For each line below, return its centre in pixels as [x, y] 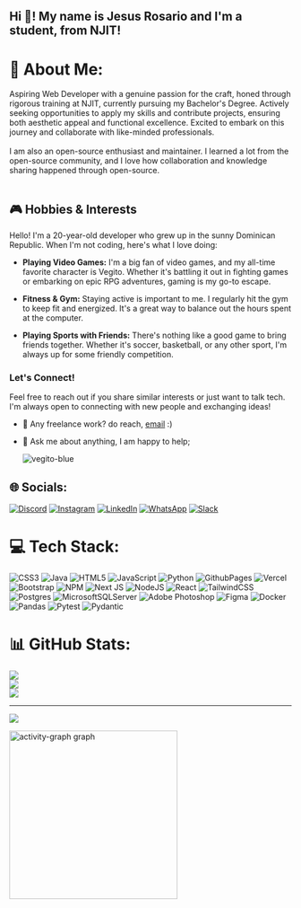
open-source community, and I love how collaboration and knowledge [138, 161]
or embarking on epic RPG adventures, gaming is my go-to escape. [146, 282]
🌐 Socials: [39, 487]
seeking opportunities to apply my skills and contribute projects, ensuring [145, 113]
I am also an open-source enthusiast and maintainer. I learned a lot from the [149, 151]
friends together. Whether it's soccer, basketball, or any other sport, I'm [155, 345]
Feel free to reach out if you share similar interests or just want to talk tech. [147, 397]
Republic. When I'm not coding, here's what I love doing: [113, 245]
